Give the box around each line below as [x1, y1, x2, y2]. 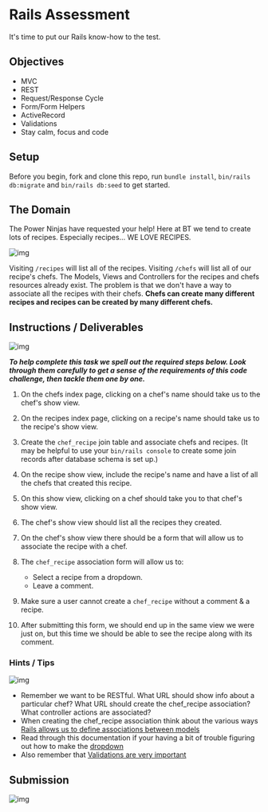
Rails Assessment [9, 6, 130, 24]
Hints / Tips [9, 657, 55, 668]
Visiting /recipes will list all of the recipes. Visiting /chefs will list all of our [9, 263, 252, 273]
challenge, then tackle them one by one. [9, 374, 146, 384]
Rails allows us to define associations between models [20, 724, 200, 735]
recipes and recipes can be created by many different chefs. [9, 298, 214, 307]
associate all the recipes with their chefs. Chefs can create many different [9, 289, 255, 298]
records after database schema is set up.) [20, 455, 159, 464]
